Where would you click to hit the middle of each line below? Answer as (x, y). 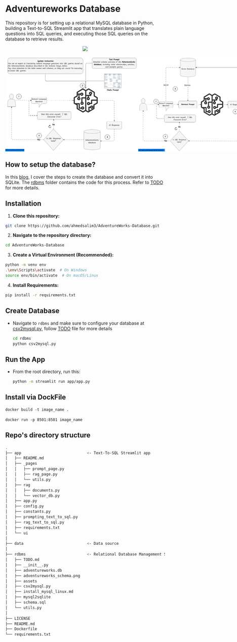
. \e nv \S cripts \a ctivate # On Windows (46, 270)
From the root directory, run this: (46, 372)
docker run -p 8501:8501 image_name (44, 420)
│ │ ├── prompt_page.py (35, 469)
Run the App (25, 359)
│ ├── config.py (25, 506)
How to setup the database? (51, 165)
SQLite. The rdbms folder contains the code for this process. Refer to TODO (84, 182)
